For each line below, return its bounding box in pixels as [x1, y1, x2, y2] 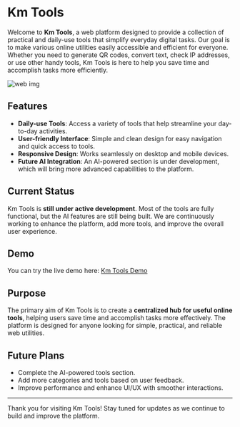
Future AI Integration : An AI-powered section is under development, [17, 157, 220, 165]
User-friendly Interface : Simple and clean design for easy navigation [17, 134, 222, 143]
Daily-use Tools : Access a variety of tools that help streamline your [17, 119, 217, 128]
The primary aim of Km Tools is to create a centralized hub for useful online [7, 306, 233, 314]
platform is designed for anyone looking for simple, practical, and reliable [7, 321, 223, 330]
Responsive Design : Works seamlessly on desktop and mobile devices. [17, 149, 229, 158]
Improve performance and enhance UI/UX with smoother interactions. [17, 384, 224, 392]
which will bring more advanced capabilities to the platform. [17, 165, 194, 173]
